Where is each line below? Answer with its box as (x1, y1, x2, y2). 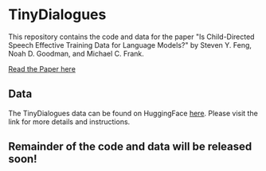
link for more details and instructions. (8, 117, 131, 126)
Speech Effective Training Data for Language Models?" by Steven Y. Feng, (8, 40, 252, 49)
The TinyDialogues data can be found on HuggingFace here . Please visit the (8, 108, 259, 118)
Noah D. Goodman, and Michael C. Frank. (8, 49, 145, 58)
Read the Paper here (8, 64, 76, 73)
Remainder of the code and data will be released (8, 140, 252, 154)
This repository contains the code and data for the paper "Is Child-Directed (8, 32, 255, 41)
